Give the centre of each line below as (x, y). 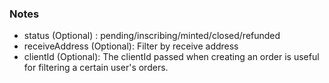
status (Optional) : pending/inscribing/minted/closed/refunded (152, 36)
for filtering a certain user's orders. (96, 68)
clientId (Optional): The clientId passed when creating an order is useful (171, 57)
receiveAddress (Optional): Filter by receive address (131, 46)
